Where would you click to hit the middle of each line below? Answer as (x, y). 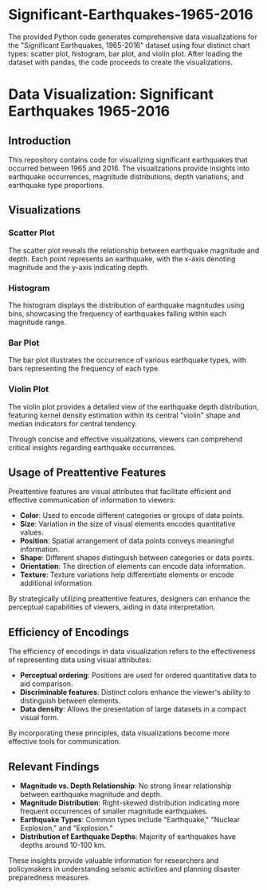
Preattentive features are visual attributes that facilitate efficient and (120, 492)
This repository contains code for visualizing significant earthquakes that (128, 159)
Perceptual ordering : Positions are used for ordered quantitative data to (138, 676)
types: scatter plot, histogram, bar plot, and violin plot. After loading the (126, 53)
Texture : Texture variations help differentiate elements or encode (127, 574)
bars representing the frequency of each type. (84, 369)
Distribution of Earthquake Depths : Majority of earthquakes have (128, 836)
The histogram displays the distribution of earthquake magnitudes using (126, 305)
